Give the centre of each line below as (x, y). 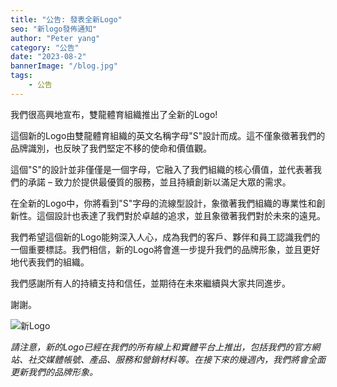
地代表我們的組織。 (50, 262)
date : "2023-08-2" (48, 57)
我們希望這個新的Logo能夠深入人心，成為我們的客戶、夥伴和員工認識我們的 (165, 237)
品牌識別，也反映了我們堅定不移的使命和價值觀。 (111, 148)
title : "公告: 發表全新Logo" (66, 19)
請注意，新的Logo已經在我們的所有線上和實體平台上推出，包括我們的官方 (161, 347)
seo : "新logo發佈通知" (54, 29)
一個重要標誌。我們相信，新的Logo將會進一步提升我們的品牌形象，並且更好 (165, 249)
